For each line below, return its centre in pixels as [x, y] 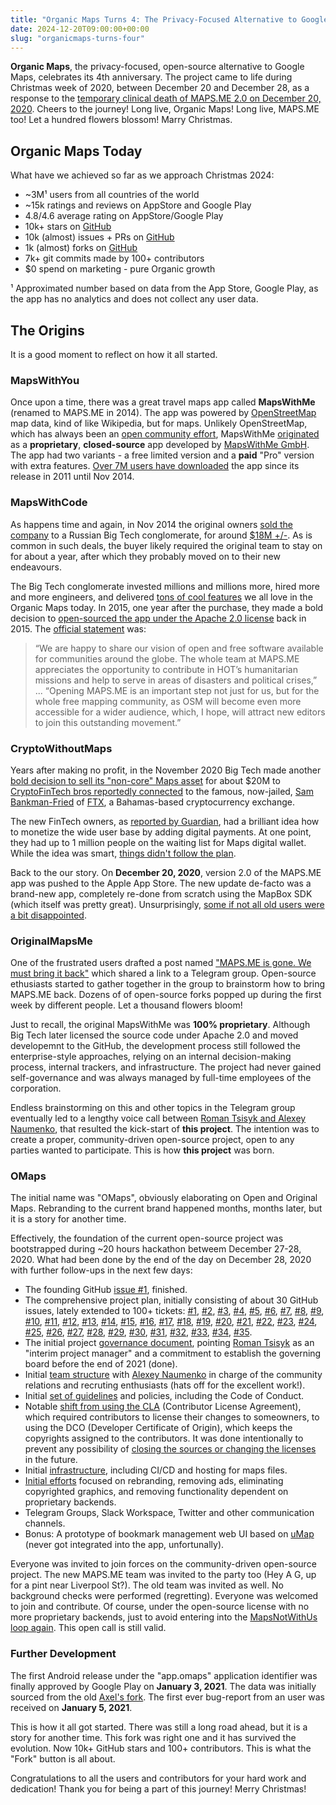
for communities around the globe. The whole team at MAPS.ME [167, 658]
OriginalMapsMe [51, 941]
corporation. [36, 1088]
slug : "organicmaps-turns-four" [77, 38]
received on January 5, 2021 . [71, 1707]
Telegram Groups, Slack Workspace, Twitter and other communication [169, 1513]
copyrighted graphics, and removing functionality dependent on [156, 1492]
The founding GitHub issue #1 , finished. [106, 1290]
